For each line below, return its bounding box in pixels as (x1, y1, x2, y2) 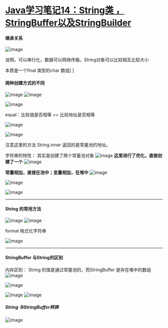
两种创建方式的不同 (5, 80, 45, 86)
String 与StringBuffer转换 (5, 304, 59, 310)
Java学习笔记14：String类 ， (5, 5, 125, 16)
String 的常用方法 (5, 206, 41, 212)
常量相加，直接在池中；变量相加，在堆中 (5, 169, 88, 175)
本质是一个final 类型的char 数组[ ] (5, 67, 74, 73)
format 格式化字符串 (5, 228, 46, 234)
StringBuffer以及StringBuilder (5, 17, 131, 29)
